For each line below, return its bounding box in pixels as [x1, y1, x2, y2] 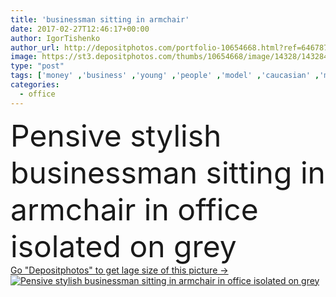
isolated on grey [10, 227, 237, 265]
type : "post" [10, 61, 65, 71]
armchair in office [10, 190, 259, 228]
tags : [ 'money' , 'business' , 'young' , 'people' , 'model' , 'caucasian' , [10, 71, 320, 81]
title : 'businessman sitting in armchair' [10, 14, 190, 25]
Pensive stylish [10, 116, 222, 155]
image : [10, 52, 38, 62]
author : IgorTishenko [10, 33, 101, 43]
